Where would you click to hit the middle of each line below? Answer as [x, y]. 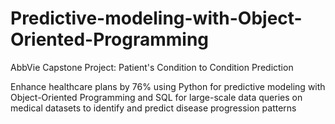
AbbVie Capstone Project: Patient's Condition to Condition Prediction [152, 67]
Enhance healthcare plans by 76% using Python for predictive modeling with [168, 86]
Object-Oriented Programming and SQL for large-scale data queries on [156, 97]
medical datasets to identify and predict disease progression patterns [153, 108]
